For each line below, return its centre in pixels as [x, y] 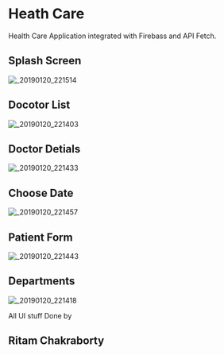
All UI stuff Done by [40, 315]
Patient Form [41, 237]
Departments [42, 282]
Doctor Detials [44, 149]
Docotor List [39, 105]
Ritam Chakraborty [56, 341]
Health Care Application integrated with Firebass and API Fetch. [112, 36]
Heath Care [46, 14]
